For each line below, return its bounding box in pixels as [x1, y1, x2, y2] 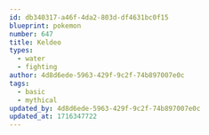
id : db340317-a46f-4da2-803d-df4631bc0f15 [9, 12, 169, 22]
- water [17, 54, 46, 63]
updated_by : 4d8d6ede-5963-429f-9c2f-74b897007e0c [9, 104, 201, 113]
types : [9, 46, 34, 55]
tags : [9, 79, 29, 88]
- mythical [17, 95, 58, 105]
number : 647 [9, 29, 53, 38]
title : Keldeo [9, 37, 62, 47]
